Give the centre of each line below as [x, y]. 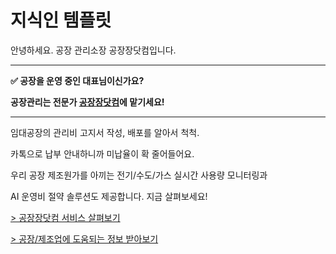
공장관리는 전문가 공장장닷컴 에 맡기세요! [87, 102]
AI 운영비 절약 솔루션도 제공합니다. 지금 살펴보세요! [109, 196]
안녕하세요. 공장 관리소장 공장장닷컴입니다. [93, 50]
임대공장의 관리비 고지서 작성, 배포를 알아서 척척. [105, 132]
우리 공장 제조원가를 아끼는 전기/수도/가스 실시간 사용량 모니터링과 [139, 175]
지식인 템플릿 [61, 20]
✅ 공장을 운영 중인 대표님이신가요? [77, 80]
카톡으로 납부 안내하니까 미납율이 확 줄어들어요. [102, 153]
